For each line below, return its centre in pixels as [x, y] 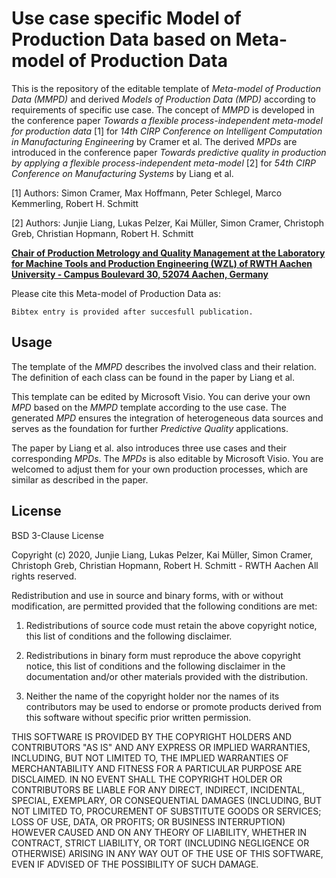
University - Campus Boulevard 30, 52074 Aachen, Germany [140, 274]
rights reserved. [44, 576]
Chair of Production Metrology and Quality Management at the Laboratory [168, 253]
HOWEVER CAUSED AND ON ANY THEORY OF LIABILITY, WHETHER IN [159, 832]
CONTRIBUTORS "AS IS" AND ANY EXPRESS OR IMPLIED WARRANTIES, [161, 747]
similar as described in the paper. [80, 479]
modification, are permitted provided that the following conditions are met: [164, 606]
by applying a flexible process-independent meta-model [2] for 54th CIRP [163, 163]
